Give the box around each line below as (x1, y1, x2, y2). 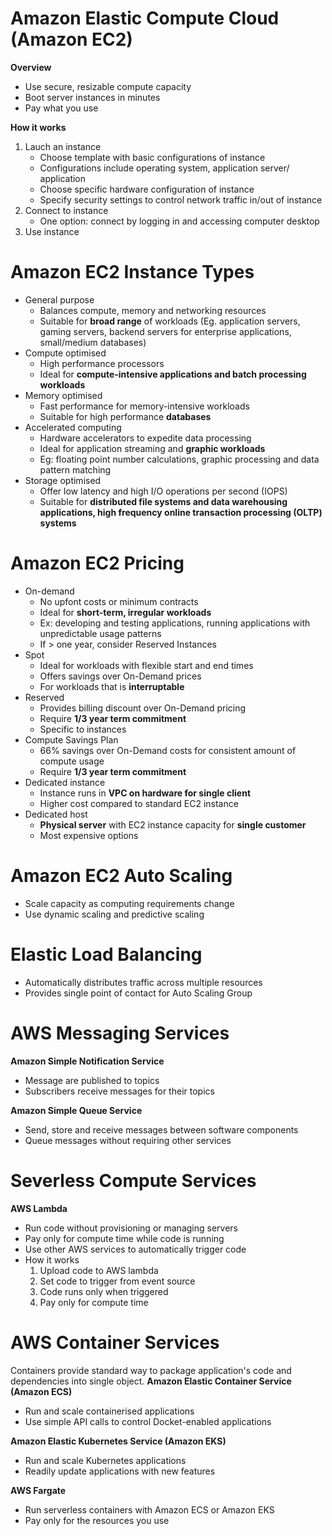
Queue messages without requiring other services (24, 1134, 232, 1146)
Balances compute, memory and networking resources (39, 304, 267, 316)
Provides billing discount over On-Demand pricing (39, 702, 247, 714)
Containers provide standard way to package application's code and (10, 1364, 292, 1376)
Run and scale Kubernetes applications (24, 1454, 187, 1466)
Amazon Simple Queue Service (10, 1104, 143, 1116)
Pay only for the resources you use (24, 1514, 170, 1526)
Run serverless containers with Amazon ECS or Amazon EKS (24, 1503, 275, 1516)
